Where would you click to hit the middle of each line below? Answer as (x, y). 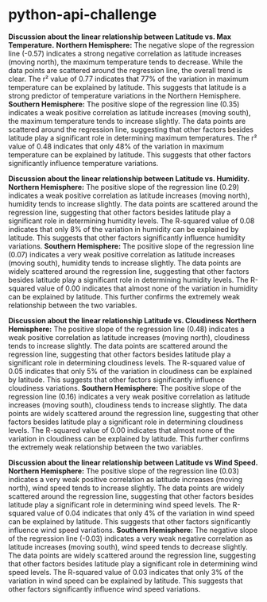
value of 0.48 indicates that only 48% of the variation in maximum (116, 146)
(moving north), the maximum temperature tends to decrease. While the (126, 62)
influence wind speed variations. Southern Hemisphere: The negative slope (133, 530)
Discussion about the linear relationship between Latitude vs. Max (120, 37)
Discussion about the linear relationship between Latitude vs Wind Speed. (133, 462)
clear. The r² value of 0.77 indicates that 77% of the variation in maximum (128, 79)
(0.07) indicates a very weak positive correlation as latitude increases (122, 254)
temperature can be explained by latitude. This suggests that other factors (130, 154)
